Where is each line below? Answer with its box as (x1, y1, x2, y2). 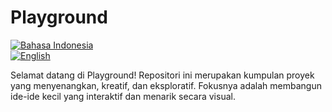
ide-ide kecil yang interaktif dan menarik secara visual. (10, 90, 236, 102)
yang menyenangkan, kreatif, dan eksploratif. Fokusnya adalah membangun (10, 79, 322, 91)
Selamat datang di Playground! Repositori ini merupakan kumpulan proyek (10, 69, 315, 81)
